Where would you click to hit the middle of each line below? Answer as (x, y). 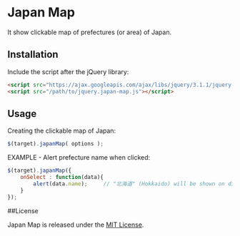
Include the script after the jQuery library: (68, 71)
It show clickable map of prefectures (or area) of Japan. (90, 32)
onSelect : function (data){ (62, 178)
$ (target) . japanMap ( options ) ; (55, 144)
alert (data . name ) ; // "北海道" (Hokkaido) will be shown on (129, 184)
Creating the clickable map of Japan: (62, 131)
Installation (33, 55)
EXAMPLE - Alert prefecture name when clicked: (79, 158)
